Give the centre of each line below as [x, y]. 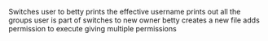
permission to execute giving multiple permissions [92, 29]
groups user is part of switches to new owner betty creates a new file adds [134, 20]
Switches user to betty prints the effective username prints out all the [125, 12]
